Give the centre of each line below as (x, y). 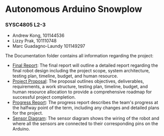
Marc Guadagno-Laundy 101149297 (49, 46)
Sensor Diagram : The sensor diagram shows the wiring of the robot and (86, 119)
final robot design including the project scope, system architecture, (81, 71)
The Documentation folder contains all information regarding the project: (79, 56)
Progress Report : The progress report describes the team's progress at (85, 103)
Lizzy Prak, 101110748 (35, 41)
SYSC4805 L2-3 (25, 25)
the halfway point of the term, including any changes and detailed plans (86, 108)
